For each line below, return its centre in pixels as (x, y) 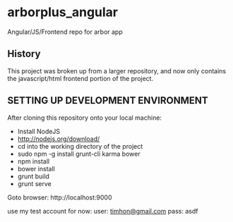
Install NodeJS (39, 131)
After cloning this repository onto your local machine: (85, 118)
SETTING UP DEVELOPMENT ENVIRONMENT (108, 100)
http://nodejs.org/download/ (59, 139)
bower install (36, 168)
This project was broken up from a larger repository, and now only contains (117, 70)
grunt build (33, 176)
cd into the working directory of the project (80, 146)
